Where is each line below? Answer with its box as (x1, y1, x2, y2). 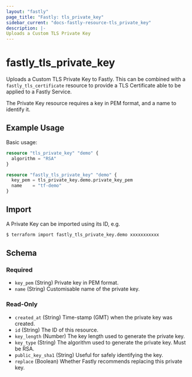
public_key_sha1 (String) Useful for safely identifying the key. (14, 351, 164, 358)
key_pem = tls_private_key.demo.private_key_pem (11, 177, 133, 183)
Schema (6, 248, 37, 258)
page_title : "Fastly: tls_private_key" (6, 14, 104, 20)
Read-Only (6, 300, 38, 308)
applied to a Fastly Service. (6, 88, 72, 95)
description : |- (6, 25, 46, 31)
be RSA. (14, 345, 35, 352)
